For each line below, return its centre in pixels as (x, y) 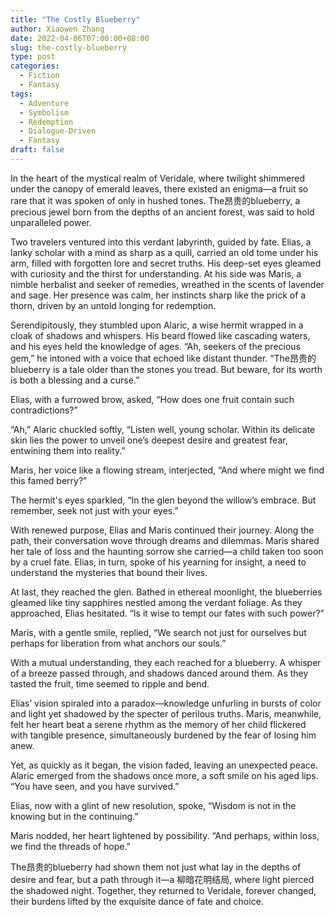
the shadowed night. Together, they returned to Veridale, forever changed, (163, 890)
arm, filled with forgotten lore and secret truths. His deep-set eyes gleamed (166, 263)
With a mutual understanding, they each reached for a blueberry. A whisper (166, 662)
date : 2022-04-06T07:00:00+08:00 (80, 38)
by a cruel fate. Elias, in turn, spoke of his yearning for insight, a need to (158, 562)
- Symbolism (44, 112)
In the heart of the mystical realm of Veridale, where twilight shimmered (157, 178)
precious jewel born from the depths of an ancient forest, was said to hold (162, 212)
